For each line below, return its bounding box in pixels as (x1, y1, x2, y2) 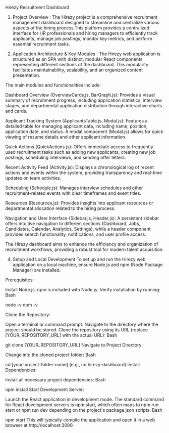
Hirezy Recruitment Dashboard (5, 5, 70, 10)
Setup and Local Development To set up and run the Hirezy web (12, 256, 146, 262)
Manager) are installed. (12, 267, 61, 273)
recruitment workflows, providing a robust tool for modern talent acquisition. (5, 246, 164, 252)
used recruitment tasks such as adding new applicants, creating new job (5, 149, 156, 155)
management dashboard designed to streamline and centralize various (12, 20, 160, 25)
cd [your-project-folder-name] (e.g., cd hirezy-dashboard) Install (5, 362, 140, 367)
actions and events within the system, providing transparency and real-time (5, 169, 162, 176)
